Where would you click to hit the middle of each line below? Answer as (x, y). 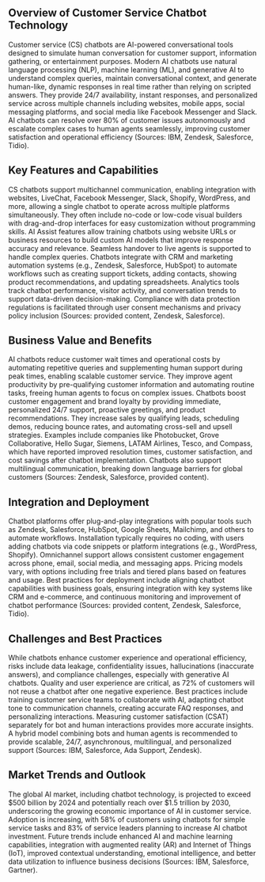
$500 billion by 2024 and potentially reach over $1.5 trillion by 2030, (119, 802)
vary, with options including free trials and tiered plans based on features (127, 572)
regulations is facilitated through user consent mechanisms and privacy (125, 307)
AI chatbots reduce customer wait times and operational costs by (114, 359)
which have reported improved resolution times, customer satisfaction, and (131, 452)
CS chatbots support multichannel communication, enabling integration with (132, 189)
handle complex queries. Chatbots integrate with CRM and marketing (121, 257)
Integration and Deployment (79, 502)
